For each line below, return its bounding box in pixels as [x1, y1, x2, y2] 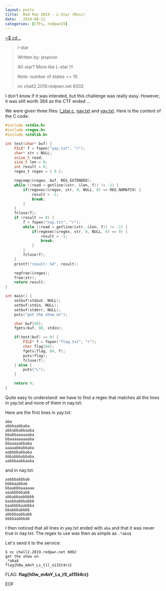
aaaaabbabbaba [5, 445, 35, 450]
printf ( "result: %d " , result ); [14, 262, 79, 267]
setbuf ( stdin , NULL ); [14, 302, 59, 307]
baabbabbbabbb [5, 499, 35, 504]
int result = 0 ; [14, 164, 48, 170]
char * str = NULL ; [14, 150, 52, 155]
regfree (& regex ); [14, 271, 50, 276]
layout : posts [5, 7, 35, 12]
